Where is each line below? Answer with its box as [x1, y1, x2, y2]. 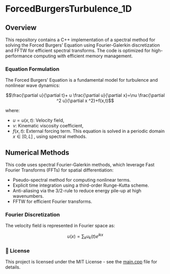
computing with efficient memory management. [33, 53, 133, 59]
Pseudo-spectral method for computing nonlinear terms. [12, 177, 131, 183]
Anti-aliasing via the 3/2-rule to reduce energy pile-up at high [12, 188, 142, 194]
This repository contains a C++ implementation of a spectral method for [5, 37, 156, 43]
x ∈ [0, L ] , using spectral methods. [12, 133, 87, 140]
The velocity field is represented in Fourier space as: [5, 223, 115, 229]
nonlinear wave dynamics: [5, 82, 60, 89]
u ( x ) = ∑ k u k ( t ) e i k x [67, 232, 104, 241]
